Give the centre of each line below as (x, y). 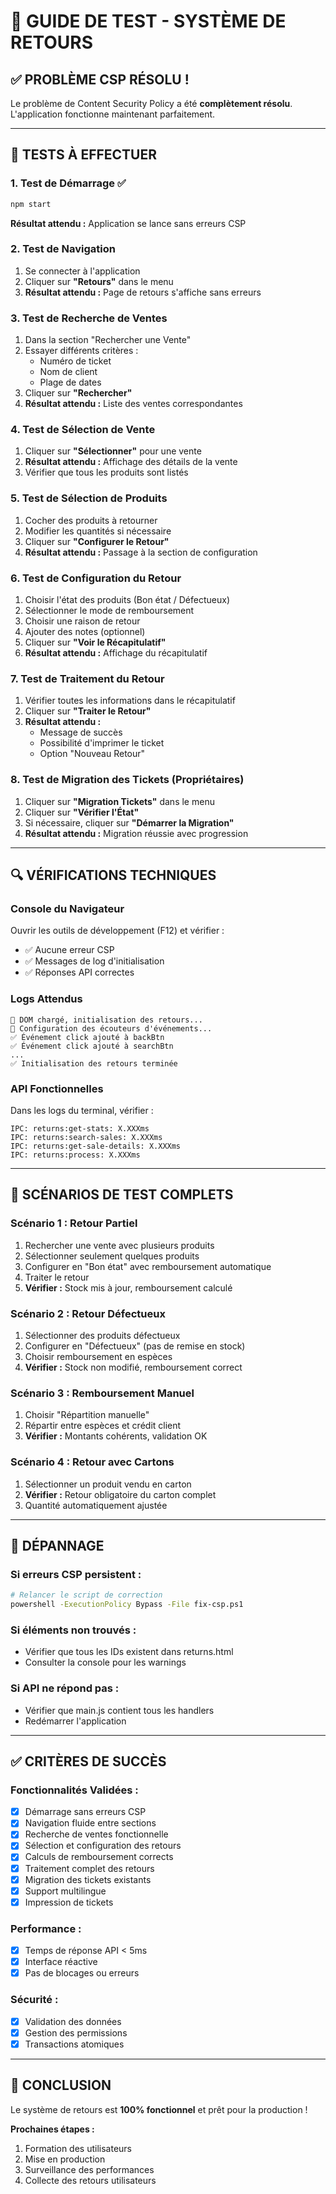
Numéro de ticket (75, 361)
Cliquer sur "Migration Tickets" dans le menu (119, 801)
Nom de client (68, 372)
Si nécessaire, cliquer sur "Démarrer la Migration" (129, 822)
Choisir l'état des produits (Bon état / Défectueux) (127, 600)
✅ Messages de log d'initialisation (94, 961)
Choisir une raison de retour (82, 621)
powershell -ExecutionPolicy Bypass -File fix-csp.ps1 (127, 1605)
